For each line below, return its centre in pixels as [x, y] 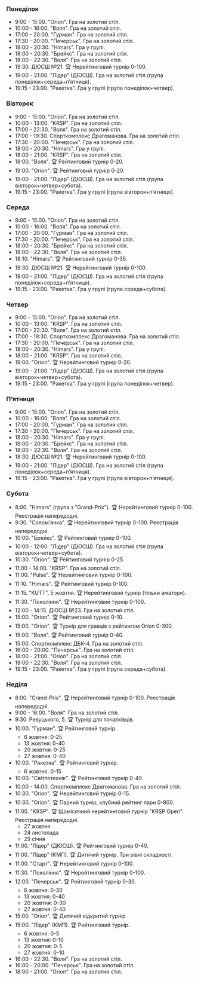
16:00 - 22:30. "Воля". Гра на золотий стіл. [68, 959]
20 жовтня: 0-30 [45, 903]
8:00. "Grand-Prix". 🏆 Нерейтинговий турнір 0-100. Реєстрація [95, 698]
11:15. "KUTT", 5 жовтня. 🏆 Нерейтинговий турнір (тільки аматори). [100, 592]
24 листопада [41, 833]
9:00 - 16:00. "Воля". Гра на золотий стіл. [67, 713]
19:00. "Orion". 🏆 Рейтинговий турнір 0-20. [70, 170]
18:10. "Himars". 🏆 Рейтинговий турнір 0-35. [71, 258]
